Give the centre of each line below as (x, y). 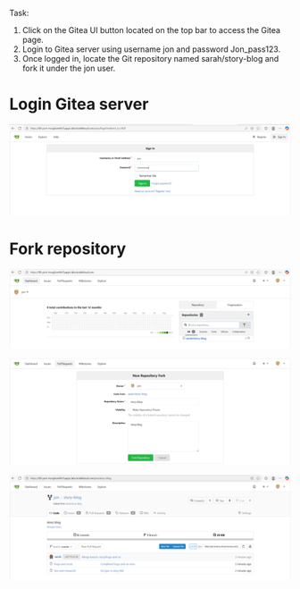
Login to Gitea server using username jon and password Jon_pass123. (151, 49)
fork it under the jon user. (69, 68)
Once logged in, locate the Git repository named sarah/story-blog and (150, 59)
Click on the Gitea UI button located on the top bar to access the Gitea (151, 30)
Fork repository (68, 249)
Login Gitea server (79, 104)
